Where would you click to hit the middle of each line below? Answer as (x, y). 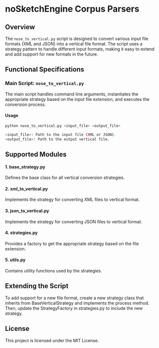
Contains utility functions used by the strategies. (53, 271)
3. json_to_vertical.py (27, 211)
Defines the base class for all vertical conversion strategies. (65, 178)
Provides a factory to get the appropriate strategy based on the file (72, 243)
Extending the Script (37, 286)
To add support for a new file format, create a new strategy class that (75, 298)
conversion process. (26, 104)
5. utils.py (15, 260)
